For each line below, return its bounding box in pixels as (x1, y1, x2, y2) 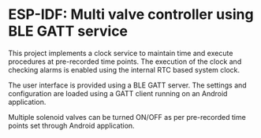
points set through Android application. (8, 121, 136, 130)
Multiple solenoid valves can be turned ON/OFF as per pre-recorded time (8, 112, 246, 121)
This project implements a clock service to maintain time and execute (8, 48, 233, 58)
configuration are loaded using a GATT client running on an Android (8, 88, 228, 98)
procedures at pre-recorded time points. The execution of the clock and (8, 57, 242, 66)
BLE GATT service (8, 22, 129, 40)
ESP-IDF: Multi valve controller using (8, 6, 254, 24)
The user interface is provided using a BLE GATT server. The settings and (8, 80, 247, 90)
